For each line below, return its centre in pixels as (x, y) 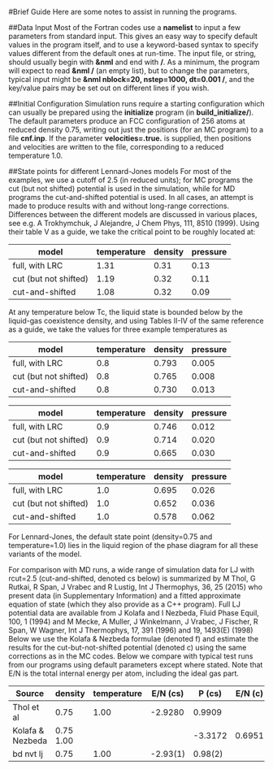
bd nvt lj (28, 754)
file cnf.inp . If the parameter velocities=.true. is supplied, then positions (130, 138)
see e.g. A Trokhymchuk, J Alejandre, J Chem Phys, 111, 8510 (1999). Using (134, 223)
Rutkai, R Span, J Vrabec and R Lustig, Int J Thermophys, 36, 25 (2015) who (135, 587)
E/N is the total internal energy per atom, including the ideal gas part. (124, 673)
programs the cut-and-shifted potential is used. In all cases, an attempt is (131, 197)
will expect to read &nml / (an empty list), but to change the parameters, (129, 71)
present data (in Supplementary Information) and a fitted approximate (125, 596)
